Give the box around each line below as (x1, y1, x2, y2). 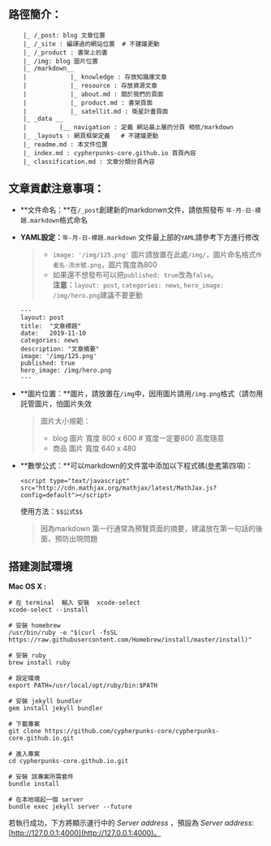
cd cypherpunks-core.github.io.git (8, 758, 129, 766)
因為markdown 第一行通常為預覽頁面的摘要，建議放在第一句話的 (40, 523, 256, 533)
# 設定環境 (8, 675, 41, 683)
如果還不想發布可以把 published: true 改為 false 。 (52, 270, 218, 279)
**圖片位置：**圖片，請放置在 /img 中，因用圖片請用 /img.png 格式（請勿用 (19, 388, 264, 398)
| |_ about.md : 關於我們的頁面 (23, 90, 164, 98)
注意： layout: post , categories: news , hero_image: (52, 279, 225, 290)
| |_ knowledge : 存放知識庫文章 (23, 72, 168, 81)
